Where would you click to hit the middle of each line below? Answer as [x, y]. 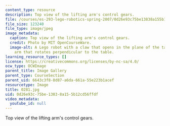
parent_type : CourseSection [35, 76]
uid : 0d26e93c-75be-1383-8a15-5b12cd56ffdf [52, 94]
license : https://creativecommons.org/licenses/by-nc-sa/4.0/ [72, 61]
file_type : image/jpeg [29, 29]
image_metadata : [22, 33]
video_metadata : [22, 99]
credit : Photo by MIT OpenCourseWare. [51, 43]
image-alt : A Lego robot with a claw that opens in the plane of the [84, 47]
